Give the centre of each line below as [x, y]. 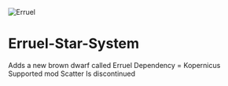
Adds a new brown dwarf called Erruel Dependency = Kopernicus [114, 65]
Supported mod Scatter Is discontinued [72, 73]
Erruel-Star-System [74, 44]
